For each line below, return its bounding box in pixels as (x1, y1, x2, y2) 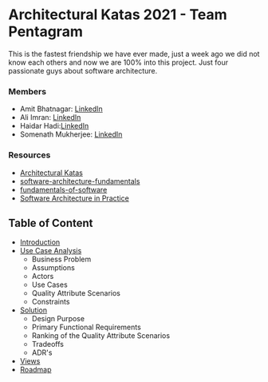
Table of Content (8, 216, 93, 229)
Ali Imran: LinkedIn (19, 113, 81, 122)
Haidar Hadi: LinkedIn (19, 121, 89, 131)
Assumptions (31, 263, 76, 273)
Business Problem (31, 254, 92, 265)
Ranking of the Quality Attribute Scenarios (31, 331, 170, 340)
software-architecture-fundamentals (19, 176, 140, 185)
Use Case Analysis (19, 246, 82, 256)
